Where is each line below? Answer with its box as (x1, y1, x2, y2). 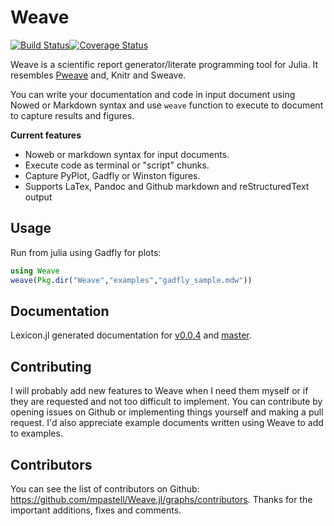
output (24, 191, 53, 203)
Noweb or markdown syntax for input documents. (24, 148, 230, 160)
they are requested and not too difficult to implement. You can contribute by (10, 396, 323, 408)
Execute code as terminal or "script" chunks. (24, 159, 210, 171)
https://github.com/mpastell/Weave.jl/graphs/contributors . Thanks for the (10, 493, 313, 505)
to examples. (10, 427, 63, 440)
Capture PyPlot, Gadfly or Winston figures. (24, 169, 201, 181)
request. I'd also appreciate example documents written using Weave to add (10, 417, 324, 429)
